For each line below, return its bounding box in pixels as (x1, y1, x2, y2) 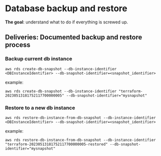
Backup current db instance (5, 56, 72, 62)
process (5, 41, 31, 49)
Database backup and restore (5, 3, 128, 14)
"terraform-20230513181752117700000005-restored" (5, 142, 108, 147)
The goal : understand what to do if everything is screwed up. (5, 19, 128, 25)
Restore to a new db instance (5, 104, 76, 111)
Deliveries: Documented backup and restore (5, 33, 142, 41)
